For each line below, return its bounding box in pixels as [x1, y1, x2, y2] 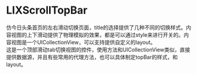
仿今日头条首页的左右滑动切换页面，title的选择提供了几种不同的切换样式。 [6, 24, 186, 31]
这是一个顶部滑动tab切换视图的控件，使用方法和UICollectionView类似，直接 [6, 46, 190, 53]
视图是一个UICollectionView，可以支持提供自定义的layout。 [11, 38, 156, 46]
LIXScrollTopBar [6, 4, 88, 17]
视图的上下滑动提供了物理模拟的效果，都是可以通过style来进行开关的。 [11, 31, 184, 38]
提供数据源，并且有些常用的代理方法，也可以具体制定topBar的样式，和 [6, 53, 178, 60]
